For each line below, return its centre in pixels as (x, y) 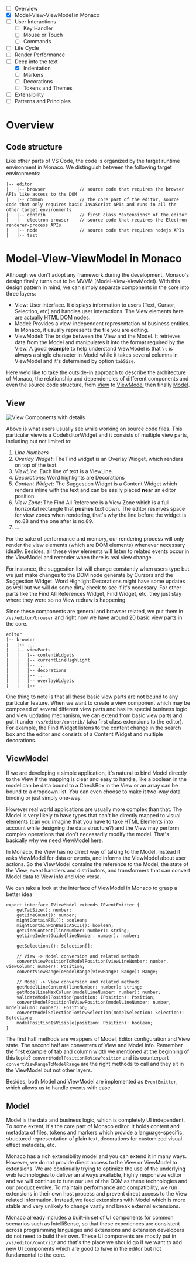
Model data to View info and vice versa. (54, 877)
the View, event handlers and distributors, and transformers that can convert (98, 870)
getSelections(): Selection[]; (55, 946)
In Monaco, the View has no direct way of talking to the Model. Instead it (93, 851)
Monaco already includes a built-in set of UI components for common (90, 1218)
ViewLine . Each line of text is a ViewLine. (64, 471)
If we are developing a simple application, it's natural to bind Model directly (97, 773)
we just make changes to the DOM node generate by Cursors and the (90, 575)
